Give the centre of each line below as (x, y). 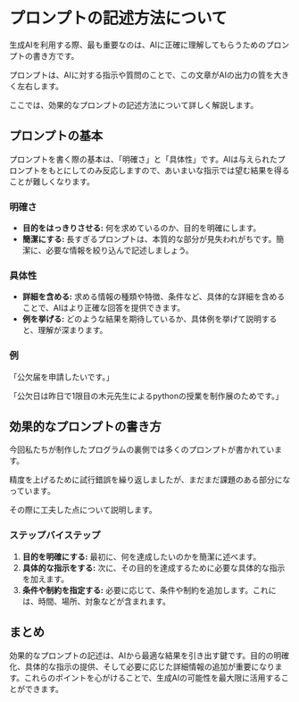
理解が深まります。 (73, 330)
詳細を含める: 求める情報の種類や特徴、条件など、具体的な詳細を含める (154, 297)
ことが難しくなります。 (52, 181)
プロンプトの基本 (56, 136)
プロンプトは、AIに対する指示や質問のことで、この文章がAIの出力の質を (141, 75)
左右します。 (40, 86)
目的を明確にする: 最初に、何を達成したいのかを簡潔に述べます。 (141, 556)
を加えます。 (46, 579)
